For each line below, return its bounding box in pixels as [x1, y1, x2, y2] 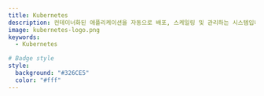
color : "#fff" [15, 76, 61, 84]
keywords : [8, 33, 41, 41]
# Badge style [8, 55, 55, 62]
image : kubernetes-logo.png [8, 26, 101, 34]
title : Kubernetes [8, 11, 68, 20]
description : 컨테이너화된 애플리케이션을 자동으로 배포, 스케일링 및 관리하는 [8, 19, 229, 27]
